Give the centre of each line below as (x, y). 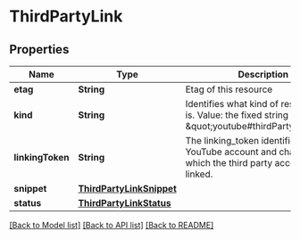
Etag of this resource (229, 89)
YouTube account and (231, 152)
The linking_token (222, 140)
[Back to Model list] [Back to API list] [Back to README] (112, 225)
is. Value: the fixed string (237, 115)
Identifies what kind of (232, 104)
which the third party (229, 163)
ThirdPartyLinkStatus (125, 203)
